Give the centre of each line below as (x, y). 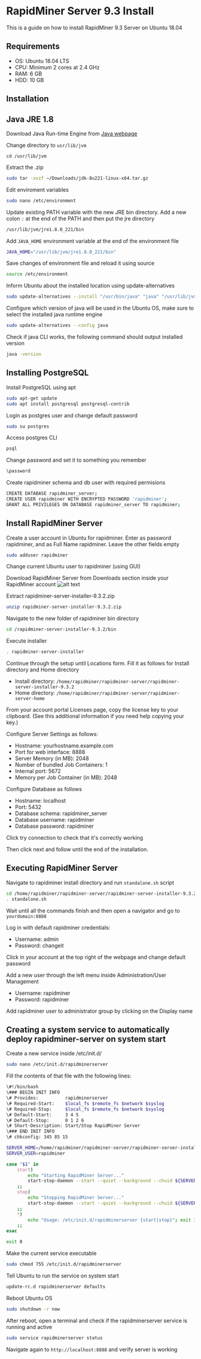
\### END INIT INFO (31, 1131)
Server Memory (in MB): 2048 (52, 758)
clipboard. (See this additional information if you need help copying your (95, 716)
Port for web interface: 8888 (50, 752)
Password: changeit (39, 945)
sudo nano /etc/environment (41, 201)
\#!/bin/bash (22, 1087)
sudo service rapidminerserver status (54, 1338)
